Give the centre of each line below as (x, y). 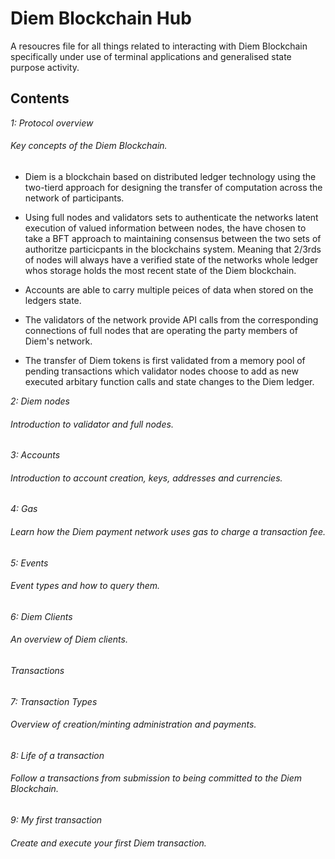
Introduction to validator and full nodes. (92, 424)
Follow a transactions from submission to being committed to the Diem (156, 778)
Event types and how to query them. (85, 586)
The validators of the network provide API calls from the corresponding (171, 319)
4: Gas (24, 509)
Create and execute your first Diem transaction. (108, 843)
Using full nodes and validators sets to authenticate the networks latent (171, 217)
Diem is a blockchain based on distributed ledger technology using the (170, 176)
